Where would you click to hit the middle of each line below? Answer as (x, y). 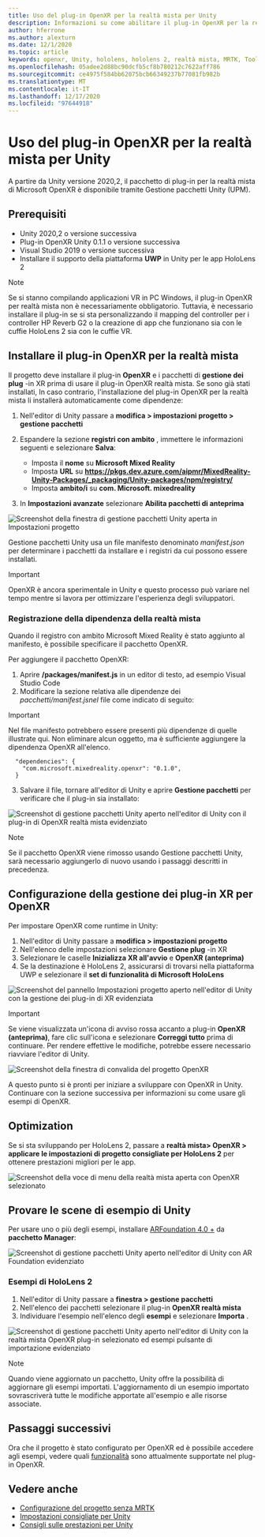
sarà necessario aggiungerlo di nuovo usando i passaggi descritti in (118, 860)
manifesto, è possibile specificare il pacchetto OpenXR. (98, 643)
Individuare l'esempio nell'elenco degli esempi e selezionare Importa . (134, 1316)
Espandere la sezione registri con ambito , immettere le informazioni (131, 439)
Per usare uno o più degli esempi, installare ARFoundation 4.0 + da (116, 1229)
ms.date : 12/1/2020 (40, 45)
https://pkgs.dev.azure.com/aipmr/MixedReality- (168, 471)
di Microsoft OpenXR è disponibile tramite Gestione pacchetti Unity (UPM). (129, 189)
